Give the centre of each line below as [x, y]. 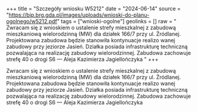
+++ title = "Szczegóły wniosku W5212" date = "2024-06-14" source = [93, 9]
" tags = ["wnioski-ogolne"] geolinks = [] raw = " [117, 21]
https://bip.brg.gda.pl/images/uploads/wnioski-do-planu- [79, 15]
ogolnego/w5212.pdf [32, 21]
